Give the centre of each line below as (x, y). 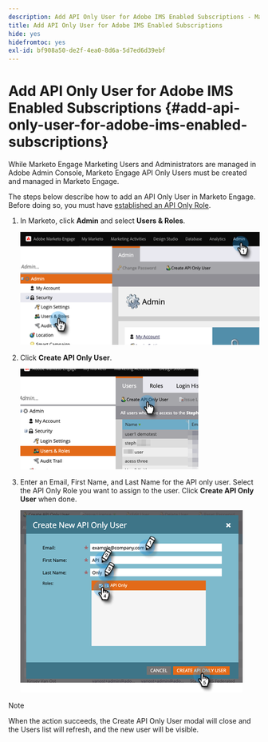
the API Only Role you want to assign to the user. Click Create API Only (137, 491)
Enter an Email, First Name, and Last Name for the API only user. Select (136, 482)
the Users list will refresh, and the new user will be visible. (104, 730)
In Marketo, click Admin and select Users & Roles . (102, 221)
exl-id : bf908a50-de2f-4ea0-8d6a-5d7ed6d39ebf (87, 51)
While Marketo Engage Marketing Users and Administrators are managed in (132, 165)
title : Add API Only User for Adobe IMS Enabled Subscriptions (116, 25)
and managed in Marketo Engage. (64, 182)
